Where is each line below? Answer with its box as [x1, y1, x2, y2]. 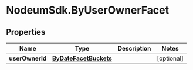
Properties [6, 27, 46, 37]
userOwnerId [9, 54, 47, 62]
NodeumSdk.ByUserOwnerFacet [6, 4, 170, 17]
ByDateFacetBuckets [52, 54, 113, 62]
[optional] [156, 54, 184, 62]
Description [117, 45, 151, 52]
